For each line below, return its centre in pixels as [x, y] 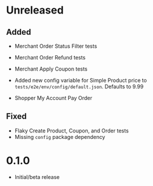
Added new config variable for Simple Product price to [81, 80]
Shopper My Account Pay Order [53, 98]
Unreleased [35, 10]
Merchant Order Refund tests [50, 57]
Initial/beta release [37, 177]
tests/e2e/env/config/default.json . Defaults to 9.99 [79, 87]
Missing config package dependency [60, 137]
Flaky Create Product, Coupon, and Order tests [71, 131]
